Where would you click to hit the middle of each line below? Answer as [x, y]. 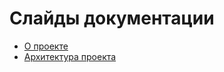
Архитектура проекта [70, 56]
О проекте [46, 46]
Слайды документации [112, 18]
